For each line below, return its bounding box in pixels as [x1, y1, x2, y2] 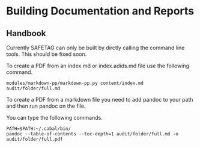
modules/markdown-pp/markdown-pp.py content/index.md [6, 80, 144, 86]
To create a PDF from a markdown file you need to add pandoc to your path [6, 96, 193, 103]
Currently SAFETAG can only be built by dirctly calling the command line [6, 44, 185, 51]
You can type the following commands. [6, 114, 103, 121]
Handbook [6, 28, 46, 39]
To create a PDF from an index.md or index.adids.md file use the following [6, 62, 190, 69]
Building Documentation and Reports [6, 4, 195, 18]
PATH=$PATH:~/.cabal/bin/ [6, 126, 71, 132]
